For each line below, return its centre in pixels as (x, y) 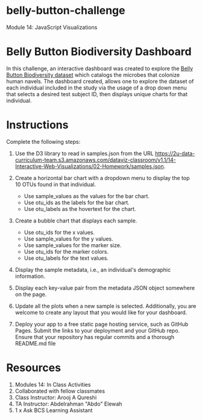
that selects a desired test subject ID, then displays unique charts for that (97, 94)
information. (30, 276)
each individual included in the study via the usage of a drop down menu (96, 88)
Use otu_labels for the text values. (66, 258)
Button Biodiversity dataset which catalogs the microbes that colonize (93, 75)
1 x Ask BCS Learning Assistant (54, 410)
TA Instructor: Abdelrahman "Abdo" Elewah (68, 404)
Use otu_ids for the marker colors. (66, 251)
